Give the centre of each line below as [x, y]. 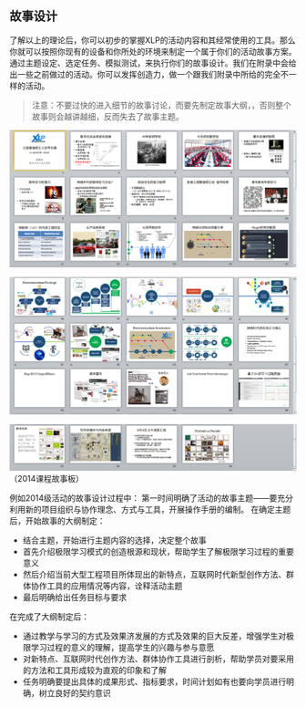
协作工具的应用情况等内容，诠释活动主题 [107, 586]
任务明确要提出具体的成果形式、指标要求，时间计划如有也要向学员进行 [154, 681]
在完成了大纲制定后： [49, 617]
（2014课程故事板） [47, 479]
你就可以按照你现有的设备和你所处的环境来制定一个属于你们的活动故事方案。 [153, 51]
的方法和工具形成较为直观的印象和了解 [94, 671]
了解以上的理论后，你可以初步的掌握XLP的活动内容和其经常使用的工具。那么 [153, 40]
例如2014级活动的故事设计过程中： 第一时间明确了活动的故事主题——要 [143, 498]
